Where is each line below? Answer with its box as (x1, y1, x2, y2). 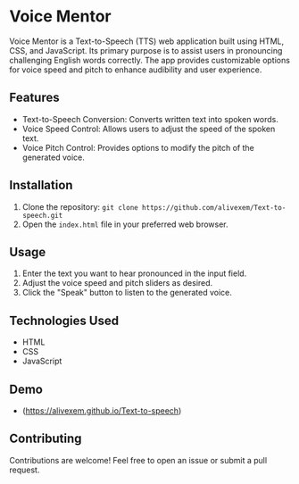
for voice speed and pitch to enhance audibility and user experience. (9, 64, 262, 75)
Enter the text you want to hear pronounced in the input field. (21, 268, 247, 279)
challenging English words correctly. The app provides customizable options (9, 54, 290, 65)
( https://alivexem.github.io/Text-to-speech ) (21, 405, 182, 416)
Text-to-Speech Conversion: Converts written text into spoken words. (21, 113, 278, 124)
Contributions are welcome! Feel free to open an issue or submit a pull (9, 455, 268, 465)
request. (9, 464, 40, 475)
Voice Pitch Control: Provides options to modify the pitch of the (21, 142, 254, 153)
